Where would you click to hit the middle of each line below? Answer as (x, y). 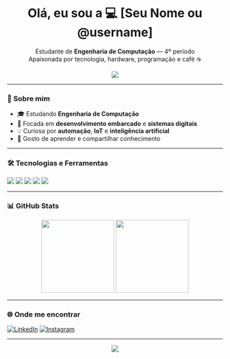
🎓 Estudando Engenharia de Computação (78, 114)
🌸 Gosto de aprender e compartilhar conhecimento (89, 139)
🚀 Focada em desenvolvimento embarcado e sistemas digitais (107, 124)
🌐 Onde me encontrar (44, 314)
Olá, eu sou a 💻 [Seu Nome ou (115, 13)
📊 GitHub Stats (33, 206)
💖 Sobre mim (28, 98)
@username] (115, 32)
